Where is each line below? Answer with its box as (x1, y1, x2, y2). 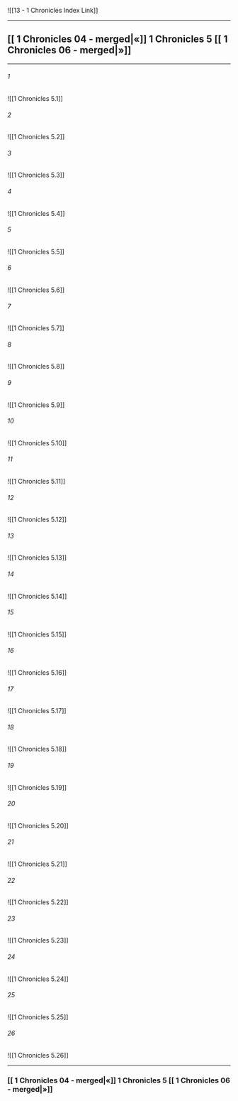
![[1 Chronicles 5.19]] (7, 783, 67, 791)
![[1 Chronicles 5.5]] (7, 247, 65, 256)
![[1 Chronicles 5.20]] (7, 821, 69, 830)
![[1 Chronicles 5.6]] (7, 286, 65, 294)
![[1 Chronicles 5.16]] (7, 668, 67, 677)
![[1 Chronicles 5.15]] (7, 630, 67, 639)
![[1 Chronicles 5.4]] (7, 209, 65, 217)
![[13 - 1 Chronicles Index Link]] (7, 6, 98, 14)
